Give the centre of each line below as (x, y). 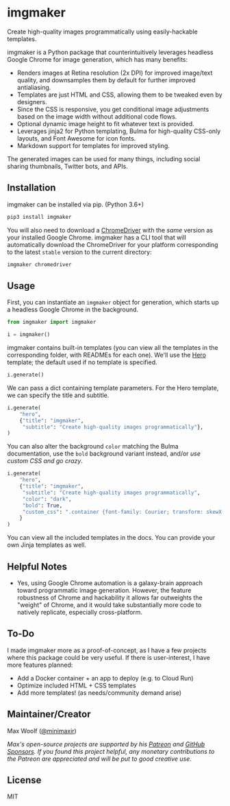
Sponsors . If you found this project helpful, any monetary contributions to (111, 751)
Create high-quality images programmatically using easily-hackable (103, 32)
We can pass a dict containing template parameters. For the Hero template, (113, 388)
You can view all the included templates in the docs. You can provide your (111, 538)
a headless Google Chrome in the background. (73, 309)
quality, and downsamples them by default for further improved (106, 80)
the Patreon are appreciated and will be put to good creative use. (99, 759)
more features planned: (40, 665)
